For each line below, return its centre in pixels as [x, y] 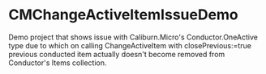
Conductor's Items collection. [58, 63]
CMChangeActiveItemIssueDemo [124, 15]
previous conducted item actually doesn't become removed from [117, 54]
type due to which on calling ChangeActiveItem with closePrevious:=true [130, 45]
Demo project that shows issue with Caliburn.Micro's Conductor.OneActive [133, 37]
